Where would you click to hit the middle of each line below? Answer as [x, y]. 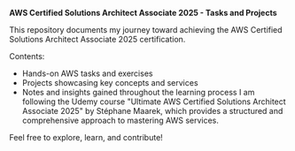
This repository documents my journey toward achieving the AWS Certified [146, 30]
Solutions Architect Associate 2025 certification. [97, 39]
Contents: [27, 56]
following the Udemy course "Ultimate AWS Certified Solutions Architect [154, 102]
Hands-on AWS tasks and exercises [87, 73]
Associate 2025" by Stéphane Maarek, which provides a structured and [152, 111]
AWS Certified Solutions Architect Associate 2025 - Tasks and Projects [143, 13]
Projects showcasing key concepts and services [110, 83]
